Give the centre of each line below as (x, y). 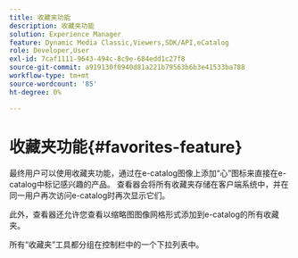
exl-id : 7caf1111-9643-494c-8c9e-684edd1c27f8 (97, 59)
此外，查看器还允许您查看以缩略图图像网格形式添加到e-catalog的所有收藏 (144, 214)
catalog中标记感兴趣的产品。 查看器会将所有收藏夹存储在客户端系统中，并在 (149, 185)
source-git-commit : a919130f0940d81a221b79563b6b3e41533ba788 (127, 68)
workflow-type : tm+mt (50, 76)
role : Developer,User (50, 51)
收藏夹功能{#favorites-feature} (126, 147)
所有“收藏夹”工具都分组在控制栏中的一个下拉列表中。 (107, 245)
